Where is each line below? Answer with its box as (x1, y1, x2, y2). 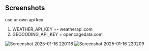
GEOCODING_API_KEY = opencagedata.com (12, 31, 103, 37)
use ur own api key (5, 17, 43, 22)
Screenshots (5, 4, 45, 12)
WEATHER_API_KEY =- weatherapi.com (12, 26, 93, 32)
